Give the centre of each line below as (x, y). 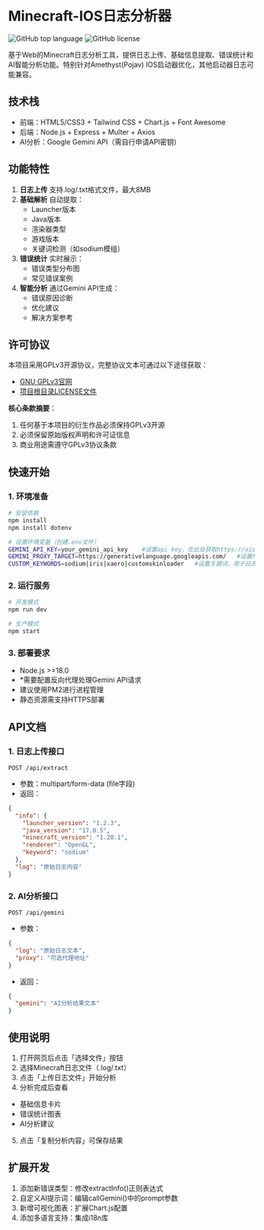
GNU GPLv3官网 (46, 382)
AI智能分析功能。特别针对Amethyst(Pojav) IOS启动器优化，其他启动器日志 (128, 65)
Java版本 (46, 219)
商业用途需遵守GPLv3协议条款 (68, 445)
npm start (24, 632)
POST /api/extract (38, 768)
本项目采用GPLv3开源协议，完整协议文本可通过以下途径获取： (108, 365)
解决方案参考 (52, 317)
